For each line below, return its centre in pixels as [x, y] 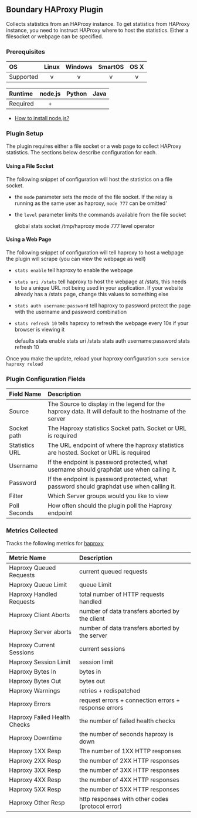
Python [77, 94]
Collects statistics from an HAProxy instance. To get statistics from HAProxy [98, 24]
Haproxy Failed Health [40, 717]
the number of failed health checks [127, 721]
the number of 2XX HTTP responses [129, 761]
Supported [24, 77]
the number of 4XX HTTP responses [129, 780]
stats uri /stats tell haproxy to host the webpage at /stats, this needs [100, 282]
